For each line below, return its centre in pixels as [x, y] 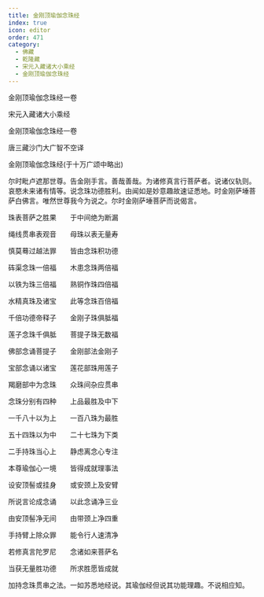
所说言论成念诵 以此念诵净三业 [63, 501]
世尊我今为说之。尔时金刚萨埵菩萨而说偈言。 [128, 201]
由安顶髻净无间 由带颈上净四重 [63, 518]
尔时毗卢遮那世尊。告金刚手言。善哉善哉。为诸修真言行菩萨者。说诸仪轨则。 [132, 181]
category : [24, 45]
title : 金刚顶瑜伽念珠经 [44, 15]
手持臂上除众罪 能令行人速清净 [63, 535]
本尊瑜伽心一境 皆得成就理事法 [63, 468]
